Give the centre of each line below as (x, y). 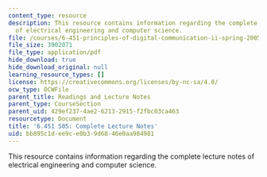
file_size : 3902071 (41, 45)
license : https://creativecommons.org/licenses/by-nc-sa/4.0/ (113, 82)
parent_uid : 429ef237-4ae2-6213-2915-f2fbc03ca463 (94, 112)
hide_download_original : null (58, 67)
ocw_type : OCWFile (39, 89)
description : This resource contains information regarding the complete (133, 23)
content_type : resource (48, 15)
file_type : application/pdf (55, 52)
